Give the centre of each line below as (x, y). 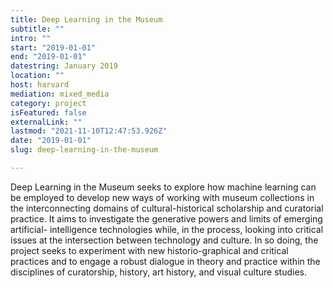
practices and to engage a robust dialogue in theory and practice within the (165, 261)
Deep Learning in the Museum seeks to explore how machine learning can (163, 187)
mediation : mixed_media (60, 94)
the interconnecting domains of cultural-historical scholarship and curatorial (167, 208)
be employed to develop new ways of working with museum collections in (162, 197)
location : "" (37, 76)
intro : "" (31, 38)
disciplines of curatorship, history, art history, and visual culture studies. (158, 272)
